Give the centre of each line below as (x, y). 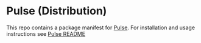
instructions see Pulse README (46, 33)
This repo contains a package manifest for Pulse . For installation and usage (101, 27)
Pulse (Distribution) (57, 11)
